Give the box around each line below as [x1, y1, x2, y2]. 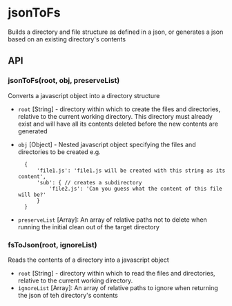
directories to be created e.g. [17, 147, 101, 156]
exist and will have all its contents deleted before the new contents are [17, 119, 218, 128]
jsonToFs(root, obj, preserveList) [8, 76, 120, 86]
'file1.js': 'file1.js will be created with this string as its [36, 167, 226, 174]
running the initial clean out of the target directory [17, 222, 159, 231]
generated [17, 126, 48, 135]
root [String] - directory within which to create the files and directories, [17, 105, 221, 113]
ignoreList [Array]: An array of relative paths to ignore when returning [17, 283, 218, 291]
